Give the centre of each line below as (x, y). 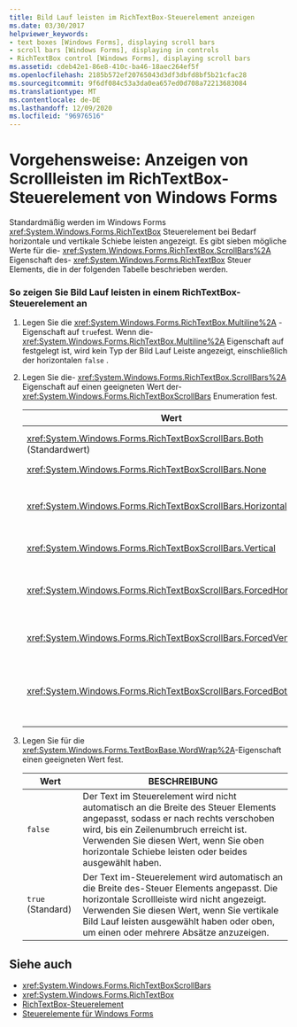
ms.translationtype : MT (53, 91)
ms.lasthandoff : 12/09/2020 (61, 108)
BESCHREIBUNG (183, 782)
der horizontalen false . (65, 361)
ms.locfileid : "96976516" (57, 116)
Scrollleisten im (67, 179)
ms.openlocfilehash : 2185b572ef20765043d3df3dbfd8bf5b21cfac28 (128, 75)
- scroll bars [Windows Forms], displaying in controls (114, 51)
